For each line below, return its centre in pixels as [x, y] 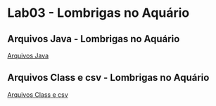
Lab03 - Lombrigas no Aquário [99, 13]
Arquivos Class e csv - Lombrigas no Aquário [108, 78]
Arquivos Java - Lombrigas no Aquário [94, 39]
